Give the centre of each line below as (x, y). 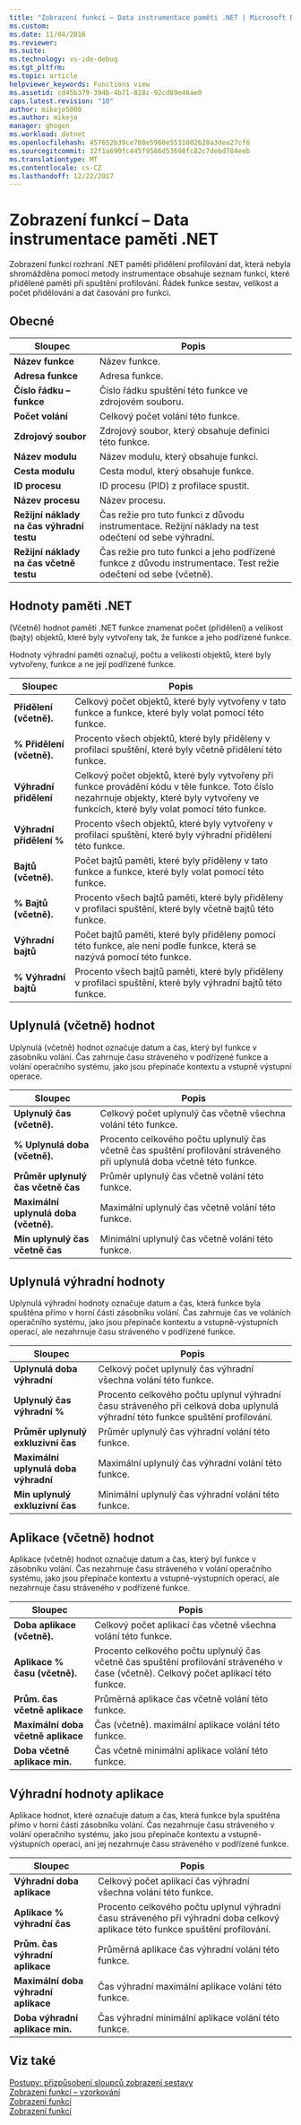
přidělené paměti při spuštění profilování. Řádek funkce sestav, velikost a (144, 283)
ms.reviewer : (34, 43)
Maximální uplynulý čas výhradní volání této (190, 1463)
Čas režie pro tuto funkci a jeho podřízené (188, 552)
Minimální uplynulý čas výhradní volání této (189, 1495)
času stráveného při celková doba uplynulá (189, 1406)
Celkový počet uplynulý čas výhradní (176, 1369)
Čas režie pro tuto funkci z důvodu (172, 515)
